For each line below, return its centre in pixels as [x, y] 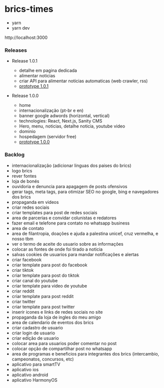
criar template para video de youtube [49, 286]
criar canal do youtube [34, 280]
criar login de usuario [33, 333]
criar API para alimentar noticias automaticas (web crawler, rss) [83, 81]
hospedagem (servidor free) [48, 137]
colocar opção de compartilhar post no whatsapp [62, 349]
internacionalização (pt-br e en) [51, 111]
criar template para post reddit [43, 296]
